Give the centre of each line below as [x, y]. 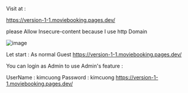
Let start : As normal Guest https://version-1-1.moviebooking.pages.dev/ [94, 54]
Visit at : [16, 9]
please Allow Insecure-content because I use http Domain [77, 31]
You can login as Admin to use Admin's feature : [64, 66]
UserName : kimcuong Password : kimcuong [60, 77]
